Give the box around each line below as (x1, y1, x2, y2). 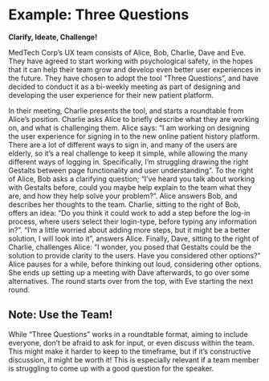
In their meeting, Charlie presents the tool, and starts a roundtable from (8, 106, 244, 116)
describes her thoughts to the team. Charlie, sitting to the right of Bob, (8, 199, 241, 209)
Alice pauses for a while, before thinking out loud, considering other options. (8, 259, 262, 269)
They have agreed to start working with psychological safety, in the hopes (8, 56, 254, 66)
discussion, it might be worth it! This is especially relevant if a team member (8, 355, 259, 364)
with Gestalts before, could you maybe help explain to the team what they (8, 182, 252, 192)
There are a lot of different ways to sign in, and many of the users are (8, 140, 238, 149)
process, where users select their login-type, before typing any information (8, 217, 257, 226)
